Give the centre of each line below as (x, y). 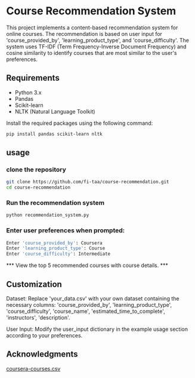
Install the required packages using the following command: (80, 123)
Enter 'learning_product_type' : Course (56, 248)
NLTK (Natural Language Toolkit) (55, 111)
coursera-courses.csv (33, 368)
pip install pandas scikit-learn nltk (54, 134)
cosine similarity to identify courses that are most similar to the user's (92, 53)
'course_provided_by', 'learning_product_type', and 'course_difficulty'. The (98, 40)
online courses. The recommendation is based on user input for (84, 33)
